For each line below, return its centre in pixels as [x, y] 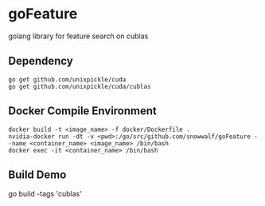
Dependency [41, 61]
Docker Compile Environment [83, 111]
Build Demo [37, 174]
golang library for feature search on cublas [78, 36]
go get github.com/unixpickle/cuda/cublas [80, 86]
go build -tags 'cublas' [45, 194]
